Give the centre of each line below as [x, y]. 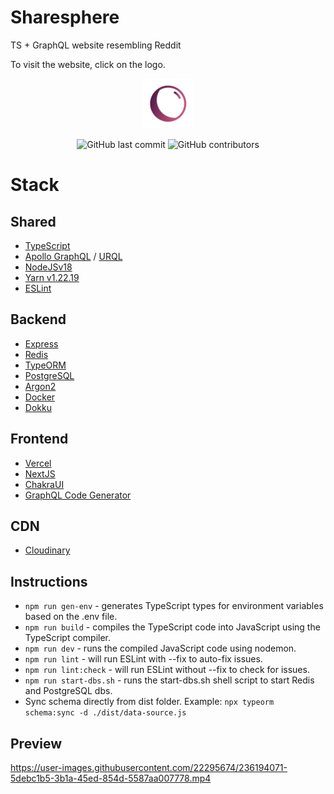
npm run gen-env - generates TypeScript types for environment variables [174, 606]
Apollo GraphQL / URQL [73, 256]
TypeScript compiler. [68, 638]
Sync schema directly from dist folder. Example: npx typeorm [149, 702]
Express [41, 343]
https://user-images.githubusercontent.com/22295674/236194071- [149, 767]
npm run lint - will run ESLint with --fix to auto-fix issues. [143, 659]
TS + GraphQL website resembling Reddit [96, 45]
